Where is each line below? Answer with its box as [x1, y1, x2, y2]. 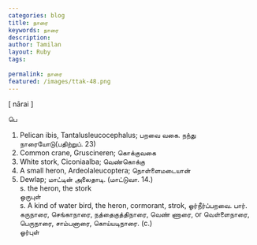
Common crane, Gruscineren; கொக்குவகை [19, 147, 157, 158]
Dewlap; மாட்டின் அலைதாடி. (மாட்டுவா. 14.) [19, 174, 154, 184]
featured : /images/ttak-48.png [8, 77, 111, 85]
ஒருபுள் [19, 191, 42, 201]
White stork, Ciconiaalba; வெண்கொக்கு [19, 157, 146, 166]
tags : [8, 56, 26, 64]
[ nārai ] [8, 99, 34, 109]
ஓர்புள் [19, 227, 39, 236]
